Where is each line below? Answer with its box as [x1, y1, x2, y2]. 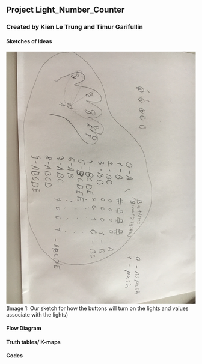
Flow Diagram [6, 324, 41, 332]
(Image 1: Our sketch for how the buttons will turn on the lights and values [6, 305, 189, 312]
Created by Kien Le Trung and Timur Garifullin [6, 23, 143, 31]
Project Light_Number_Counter [6, 5, 125, 15]
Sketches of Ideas [6, 37, 52, 44]
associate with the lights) [6, 311, 69, 318]
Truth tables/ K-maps [6, 338, 61, 345]
